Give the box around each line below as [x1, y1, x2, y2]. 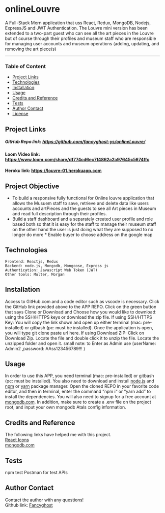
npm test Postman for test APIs [5, 470, 68, 476]
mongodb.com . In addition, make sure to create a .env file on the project [5, 399, 151, 405]
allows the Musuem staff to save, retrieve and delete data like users [12, 201, 149, 206]
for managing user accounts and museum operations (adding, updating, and [5, 40, 160, 46]
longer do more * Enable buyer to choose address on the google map [12, 232, 153, 238]
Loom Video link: [5, 151, 40, 157]
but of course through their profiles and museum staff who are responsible [5, 35, 156, 41]
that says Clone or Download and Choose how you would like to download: [5, 309, 157, 315]
